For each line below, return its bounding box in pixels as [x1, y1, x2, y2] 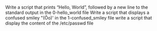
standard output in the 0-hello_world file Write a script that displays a [5, 9, 149, 15]
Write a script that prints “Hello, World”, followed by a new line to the [5, 4, 148, 10]
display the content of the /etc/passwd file [5, 20, 94, 26]
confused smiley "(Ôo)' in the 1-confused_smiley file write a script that [5, 15, 152, 20]
